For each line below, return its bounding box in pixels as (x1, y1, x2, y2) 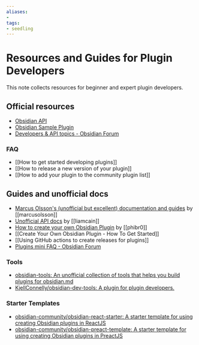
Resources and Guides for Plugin (6, 52, 173, 65)
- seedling (6, 25, 34, 32)
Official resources (6, 101, 75, 112)
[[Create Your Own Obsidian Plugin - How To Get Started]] (14, 230, 159, 238)
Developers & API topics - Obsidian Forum (14, 130, 119, 137)
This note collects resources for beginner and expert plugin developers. (6, 84, 183, 91)
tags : (6, 20, 20, 26)
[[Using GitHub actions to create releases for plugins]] (14, 236, 149, 244)
